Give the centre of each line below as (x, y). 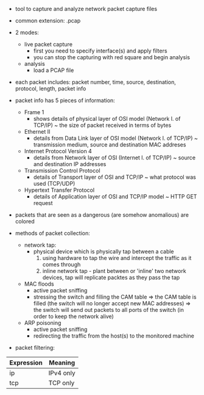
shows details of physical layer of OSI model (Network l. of (107, 119)
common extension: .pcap (48, 20)
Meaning (62, 363)
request (43, 203)
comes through (62, 264)
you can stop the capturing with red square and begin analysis (112, 57)
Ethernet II (37, 132)
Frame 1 (34, 112)
